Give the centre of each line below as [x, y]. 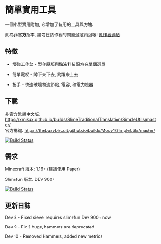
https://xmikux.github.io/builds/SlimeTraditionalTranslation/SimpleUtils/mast [80, 119]
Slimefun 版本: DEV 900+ [30, 179]
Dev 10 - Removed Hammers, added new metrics [54, 236]
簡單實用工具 [31, 10]
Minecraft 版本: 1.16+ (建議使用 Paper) [43, 169]
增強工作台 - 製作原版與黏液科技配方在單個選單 [59, 64]
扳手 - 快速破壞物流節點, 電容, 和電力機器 [53, 84]
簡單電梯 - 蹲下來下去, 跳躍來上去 [45, 74]
